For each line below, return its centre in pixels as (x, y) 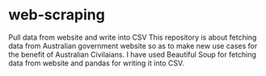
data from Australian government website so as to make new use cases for (133, 45)
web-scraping (57, 15)
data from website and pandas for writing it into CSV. (96, 63)
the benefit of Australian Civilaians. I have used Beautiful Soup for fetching (133, 54)
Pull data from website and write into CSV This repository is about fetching (133, 37)
